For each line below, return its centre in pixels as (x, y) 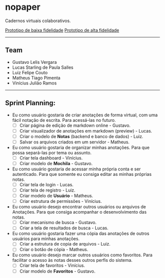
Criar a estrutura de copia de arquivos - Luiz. (65, 244)
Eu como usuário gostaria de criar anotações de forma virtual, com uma (85, 115)
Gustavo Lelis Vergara (35, 62)
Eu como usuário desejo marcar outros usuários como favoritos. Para (82, 255)
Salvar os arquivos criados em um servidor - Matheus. (74, 142)
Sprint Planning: (30, 103)
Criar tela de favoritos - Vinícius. (52, 265)
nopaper (23, 7)
